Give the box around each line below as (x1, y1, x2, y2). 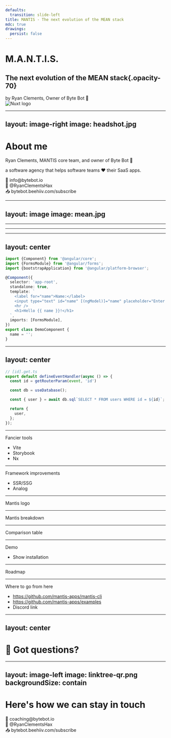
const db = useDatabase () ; (10, 388, 67, 393)
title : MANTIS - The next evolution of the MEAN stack (5, 17, 124, 22)
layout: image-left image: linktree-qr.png (5, 671, 138, 679)
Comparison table (5, 529, 43, 535)
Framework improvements (5, 470, 60, 476)
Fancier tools (5, 435, 33, 441)
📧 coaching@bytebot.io (5, 716, 54, 722)
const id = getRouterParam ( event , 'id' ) (10, 378, 97, 384)
